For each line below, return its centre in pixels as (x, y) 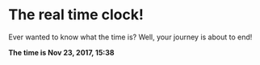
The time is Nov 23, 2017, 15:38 (61, 52)
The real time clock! (76, 15)
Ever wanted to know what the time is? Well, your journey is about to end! (130, 37)
